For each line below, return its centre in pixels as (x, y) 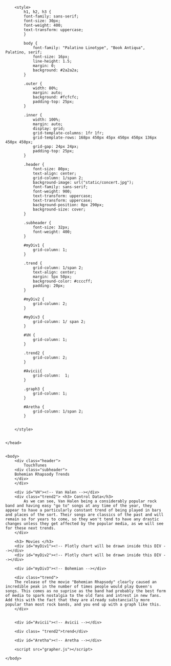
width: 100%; (46, 120)
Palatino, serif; (24, 52)
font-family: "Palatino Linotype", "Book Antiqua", (89, 48)
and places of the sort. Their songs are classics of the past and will (84, 515)
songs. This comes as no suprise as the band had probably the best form (86, 591)
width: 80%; (45, 88)
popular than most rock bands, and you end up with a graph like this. (83, 604)
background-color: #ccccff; (63, 281)
